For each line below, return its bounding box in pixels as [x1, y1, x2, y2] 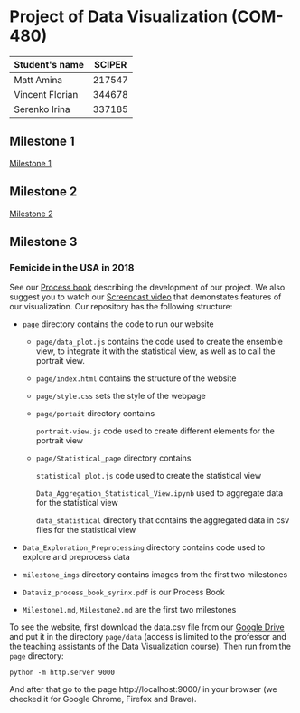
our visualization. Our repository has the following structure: [9, 301, 233, 312]
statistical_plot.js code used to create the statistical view [35, 471, 262, 481]
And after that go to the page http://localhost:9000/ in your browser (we [9, 684, 277, 695]
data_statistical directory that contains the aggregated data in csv [35, 515, 290, 526]
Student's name [14, 58, 84, 71]
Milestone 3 [9, 233, 78, 250]
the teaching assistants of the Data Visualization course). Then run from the [9, 641, 292, 652]
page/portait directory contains [35, 408, 155, 419]
